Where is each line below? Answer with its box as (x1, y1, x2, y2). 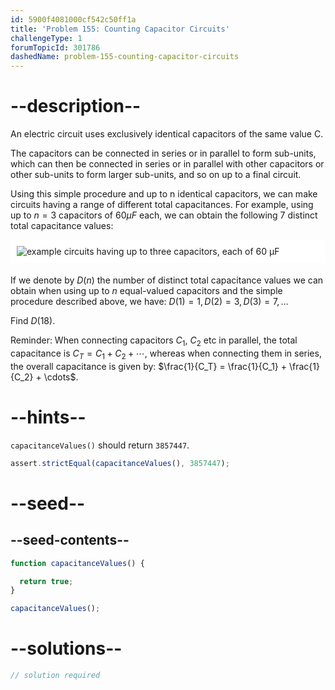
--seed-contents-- (10, 532, 130, 549)
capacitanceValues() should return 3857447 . (10, 439, 190, 451)
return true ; (19, 576, 74, 586)
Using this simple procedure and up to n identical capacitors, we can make (10, 188, 318, 200)
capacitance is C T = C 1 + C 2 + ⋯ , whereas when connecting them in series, (10, 347, 322, 361)
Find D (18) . (10, 315, 56, 327)
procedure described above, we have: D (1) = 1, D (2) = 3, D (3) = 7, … (10, 296, 289, 308)
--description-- (10, 95, 142, 118)
